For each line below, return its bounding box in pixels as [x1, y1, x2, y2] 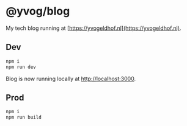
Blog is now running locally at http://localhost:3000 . [5, 75, 136, 82]
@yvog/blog [5, 4, 70, 18]
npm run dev [5, 64, 36, 70]
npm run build [5, 114, 42, 121]
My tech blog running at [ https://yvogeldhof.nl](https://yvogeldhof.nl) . [5, 24, 182, 32]
